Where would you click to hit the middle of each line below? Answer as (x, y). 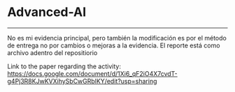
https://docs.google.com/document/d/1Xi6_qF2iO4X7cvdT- (93, 73)
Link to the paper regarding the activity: (64, 66)
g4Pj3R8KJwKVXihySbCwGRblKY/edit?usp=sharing (82, 81)
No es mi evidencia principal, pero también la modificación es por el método (117, 38)
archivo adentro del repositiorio (52, 52)
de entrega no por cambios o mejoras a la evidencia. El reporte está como (114, 45)
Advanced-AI (47, 12)
